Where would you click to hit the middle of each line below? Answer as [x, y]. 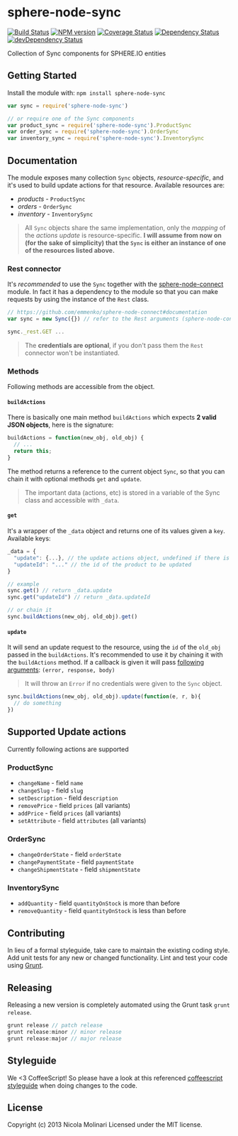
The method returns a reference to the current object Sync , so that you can [116, 471]
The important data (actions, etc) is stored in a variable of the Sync [122, 492]
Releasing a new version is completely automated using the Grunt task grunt [119, 1005]
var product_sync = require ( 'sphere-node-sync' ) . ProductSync [100, 125]
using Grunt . [25, 966]
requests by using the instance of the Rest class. [78, 300]
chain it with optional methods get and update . [74, 479]
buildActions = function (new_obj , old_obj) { [75, 438]
